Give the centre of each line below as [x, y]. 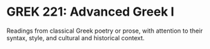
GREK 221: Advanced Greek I [90, 12]
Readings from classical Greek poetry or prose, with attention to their [105, 31]
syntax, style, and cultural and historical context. [76, 37]
